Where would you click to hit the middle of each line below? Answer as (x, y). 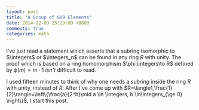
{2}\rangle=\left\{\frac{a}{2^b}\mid (49, 94)
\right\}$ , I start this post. (37, 101)
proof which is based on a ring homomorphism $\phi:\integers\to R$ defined (100, 64)
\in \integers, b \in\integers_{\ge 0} (140, 94)
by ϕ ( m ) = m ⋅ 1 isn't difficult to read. (51, 70)
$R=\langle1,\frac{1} (148, 88)
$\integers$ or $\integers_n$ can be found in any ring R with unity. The (94, 57)
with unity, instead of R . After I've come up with (65, 88)
